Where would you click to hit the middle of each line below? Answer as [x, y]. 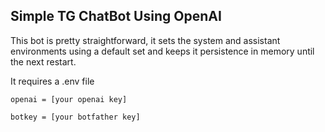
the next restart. [43, 61]
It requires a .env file [52, 81]
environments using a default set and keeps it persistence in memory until [162, 51]
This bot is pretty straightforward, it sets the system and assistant [145, 40]
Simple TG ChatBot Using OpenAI [116, 16]
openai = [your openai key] [69, 99]
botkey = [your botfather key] [75, 117]
